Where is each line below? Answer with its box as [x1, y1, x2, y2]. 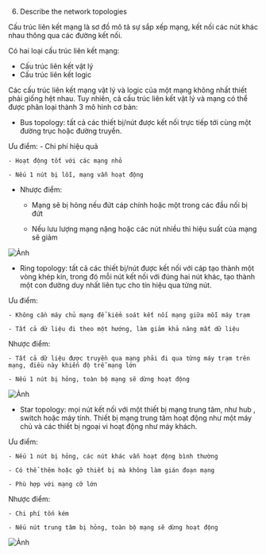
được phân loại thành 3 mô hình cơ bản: [8, 103, 138, 111]
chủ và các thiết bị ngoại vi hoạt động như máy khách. [19, 422, 198, 431]
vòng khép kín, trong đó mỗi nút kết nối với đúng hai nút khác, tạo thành [19, 272, 256, 281]
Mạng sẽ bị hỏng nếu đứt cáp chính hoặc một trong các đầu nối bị [31, 201, 248, 209]
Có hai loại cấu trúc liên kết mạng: [8, 46, 120, 55]
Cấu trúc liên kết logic [19, 70, 92, 79]
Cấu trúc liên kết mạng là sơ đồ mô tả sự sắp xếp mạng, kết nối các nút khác [8, 22, 258, 31]
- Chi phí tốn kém [8, 509, 69, 517]
